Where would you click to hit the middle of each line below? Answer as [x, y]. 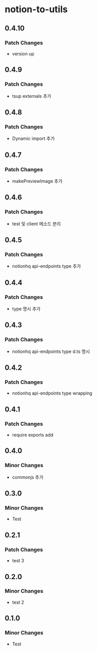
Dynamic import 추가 [33, 139]
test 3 [18, 561]
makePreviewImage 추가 [37, 181]
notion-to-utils [36, 9]
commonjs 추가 [28, 477]
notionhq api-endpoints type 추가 [46, 266]
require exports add [33, 435]
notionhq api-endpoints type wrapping [52, 393]
